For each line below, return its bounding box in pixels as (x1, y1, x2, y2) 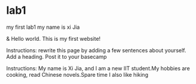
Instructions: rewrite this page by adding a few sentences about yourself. (6, 46, 187, 54)
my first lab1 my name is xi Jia (6, 23, 80, 31)
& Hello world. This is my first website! (6, 35, 101, 42)
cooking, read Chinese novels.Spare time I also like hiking (6, 71, 149, 78)
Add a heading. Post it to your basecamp (6, 53, 107, 60)
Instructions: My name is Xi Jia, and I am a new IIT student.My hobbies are (6, 64, 190, 72)
